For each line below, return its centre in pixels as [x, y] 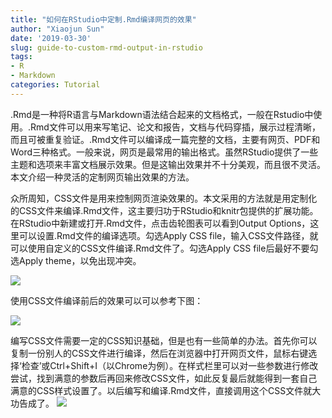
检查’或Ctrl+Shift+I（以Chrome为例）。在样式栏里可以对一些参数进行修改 [170, 365]
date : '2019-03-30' [51, 38]
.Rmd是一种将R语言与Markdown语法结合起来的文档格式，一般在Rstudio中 [162, 114]
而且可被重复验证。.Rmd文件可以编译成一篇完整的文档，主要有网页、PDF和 [165, 139]
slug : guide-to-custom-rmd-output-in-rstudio [106, 47]
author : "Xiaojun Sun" [57, 29]
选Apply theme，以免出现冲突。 [76, 260]
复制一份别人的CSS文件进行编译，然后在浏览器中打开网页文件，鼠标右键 [159, 353]
